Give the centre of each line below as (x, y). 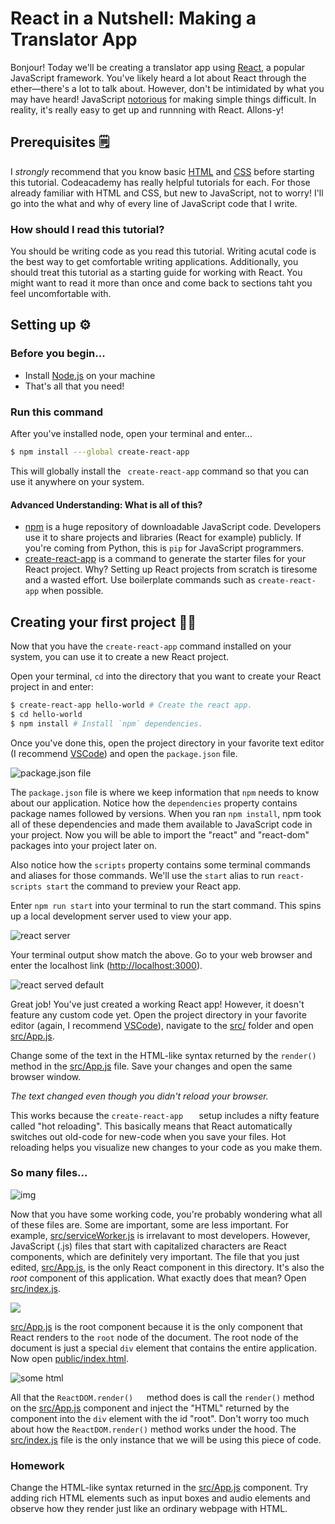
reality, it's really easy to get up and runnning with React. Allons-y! (147, 109)
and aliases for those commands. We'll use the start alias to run (142, 875)
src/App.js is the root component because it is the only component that (156, 1326)
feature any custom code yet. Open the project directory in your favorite (158, 1014)
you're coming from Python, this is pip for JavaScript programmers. (164, 548)
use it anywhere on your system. (77, 481)
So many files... (49, 1173)
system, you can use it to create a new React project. (120, 656)
